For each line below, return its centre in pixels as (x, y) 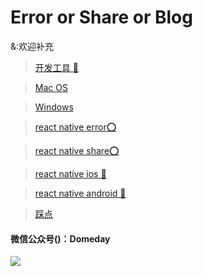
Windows (54, 107)
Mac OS (51, 87)
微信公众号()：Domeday (60, 238)
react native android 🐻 (80, 193)
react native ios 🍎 (70, 173)
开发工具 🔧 (56, 67)
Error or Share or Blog (101, 17)
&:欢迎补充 (32, 46)
